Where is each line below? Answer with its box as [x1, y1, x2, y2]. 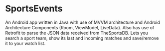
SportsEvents [5, 3, 63, 14]
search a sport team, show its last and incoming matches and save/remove [5, 35, 159, 41]
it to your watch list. [5, 40, 46, 46]
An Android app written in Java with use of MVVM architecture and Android [5, 19, 161, 25]
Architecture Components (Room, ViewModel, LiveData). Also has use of [5, 24, 155, 30]
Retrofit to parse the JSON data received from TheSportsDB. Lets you [5, 30, 149, 36]
